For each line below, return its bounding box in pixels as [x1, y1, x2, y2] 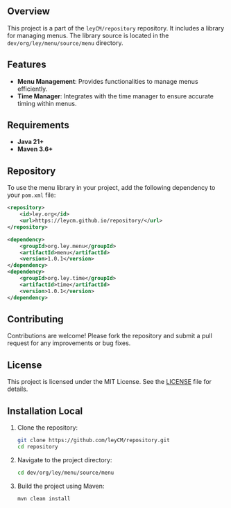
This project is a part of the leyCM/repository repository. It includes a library [7, 24, 225, 32]
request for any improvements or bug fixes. [7, 339, 131, 347]
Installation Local [7, 405, 83, 417]
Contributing [7, 313, 64, 325]
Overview [7, 6, 51, 17]
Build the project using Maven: [17, 482, 105, 490]
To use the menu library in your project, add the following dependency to [7, 184, 216, 192]
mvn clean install [17, 495, 71, 502]
